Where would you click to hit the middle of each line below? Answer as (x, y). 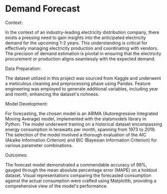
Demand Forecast (43, 9)
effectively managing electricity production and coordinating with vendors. (82, 48)
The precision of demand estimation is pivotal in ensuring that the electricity (83, 53)
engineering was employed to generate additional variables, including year (82, 88)
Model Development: (27, 103)
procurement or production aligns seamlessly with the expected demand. (80, 58)
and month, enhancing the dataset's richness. (52, 94)
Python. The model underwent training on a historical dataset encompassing (84, 124)
